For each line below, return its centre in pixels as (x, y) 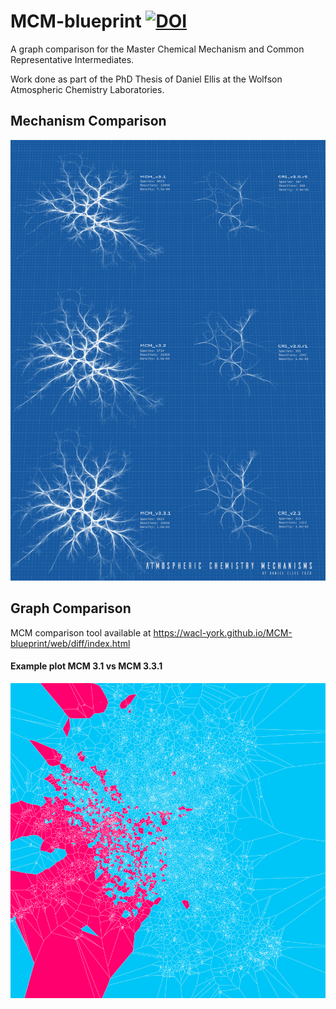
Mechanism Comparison (88, 121)
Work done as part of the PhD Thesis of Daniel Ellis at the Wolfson (146, 79)
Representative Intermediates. (72, 59)
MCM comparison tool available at (81, 632)
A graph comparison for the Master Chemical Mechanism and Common (157, 49)
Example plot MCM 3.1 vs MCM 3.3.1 (86, 666)
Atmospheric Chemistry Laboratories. (87, 89)
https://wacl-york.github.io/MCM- (223, 632)
